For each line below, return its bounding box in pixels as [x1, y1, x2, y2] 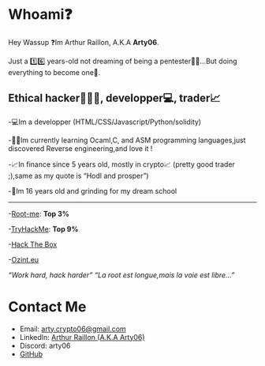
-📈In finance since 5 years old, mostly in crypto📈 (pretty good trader [8, 159, 235, 169]
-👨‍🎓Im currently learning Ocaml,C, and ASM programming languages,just [8, 135, 246, 145]
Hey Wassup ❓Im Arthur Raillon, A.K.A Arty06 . [8, 37, 159, 47]
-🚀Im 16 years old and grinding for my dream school [8, 186, 177, 195]
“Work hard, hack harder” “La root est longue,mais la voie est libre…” [8, 270, 235, 280]
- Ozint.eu [8, 255, 39, 264]
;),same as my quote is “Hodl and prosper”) [8, 171, 149, 180]
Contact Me [8, 297, 87, 315]
